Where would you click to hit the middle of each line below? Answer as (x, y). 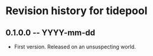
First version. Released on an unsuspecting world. (75, 47)
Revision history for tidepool (76, 11)
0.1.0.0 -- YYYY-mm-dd (51, 33)
